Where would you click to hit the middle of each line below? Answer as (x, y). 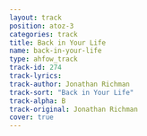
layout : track (36, 17)
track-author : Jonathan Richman (69, 84)
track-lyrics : (36, 76)
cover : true (31, 117)
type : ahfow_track (43, 59)
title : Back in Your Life (57, 42)
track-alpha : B (38, 101)
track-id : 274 (36, 68)
